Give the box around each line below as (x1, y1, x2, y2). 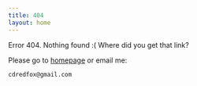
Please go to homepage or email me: (8, 56, 128, 65)
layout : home (8, 19, 51, 27)
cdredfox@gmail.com (8, 70, 72, 78)
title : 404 (8, 11, 44, 20)
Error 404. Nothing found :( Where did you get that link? (8, 40, 189, 49)
